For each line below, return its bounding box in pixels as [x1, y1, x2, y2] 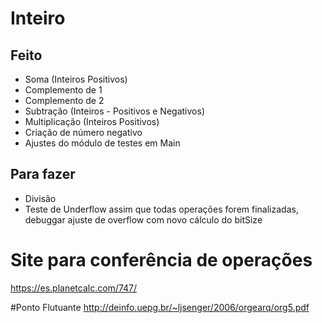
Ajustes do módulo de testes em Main [24, 137, 181, 149]
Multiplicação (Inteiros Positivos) [24, 116, 160, 127]
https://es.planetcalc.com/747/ [10, 282, 138, 294]
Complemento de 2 [24, 95, 105, 106]
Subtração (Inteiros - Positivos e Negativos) [24, 105, 205, 117]
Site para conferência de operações [10, 249, 313, 271]
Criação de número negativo [24, 127, 143, 138]
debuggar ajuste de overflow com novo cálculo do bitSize [24, 213, 263, 226]
